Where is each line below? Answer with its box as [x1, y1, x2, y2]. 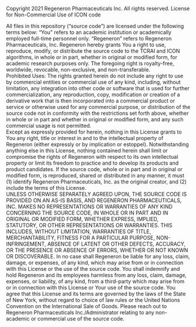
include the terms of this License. [6, 185, 87, 191]
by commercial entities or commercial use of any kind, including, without [6, 79, 181, 86]
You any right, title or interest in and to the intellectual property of [6, 135, 164, 141]
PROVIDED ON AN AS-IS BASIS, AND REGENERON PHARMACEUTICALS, [6, 197, 182, 204]
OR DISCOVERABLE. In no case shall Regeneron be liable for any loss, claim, [6, 253, 190, 260]
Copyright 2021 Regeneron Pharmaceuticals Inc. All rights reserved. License [6, 5, 190, 12]
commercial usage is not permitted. [6, 122, 92, 129]
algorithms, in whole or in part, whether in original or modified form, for [6, 54, 177, 60]
